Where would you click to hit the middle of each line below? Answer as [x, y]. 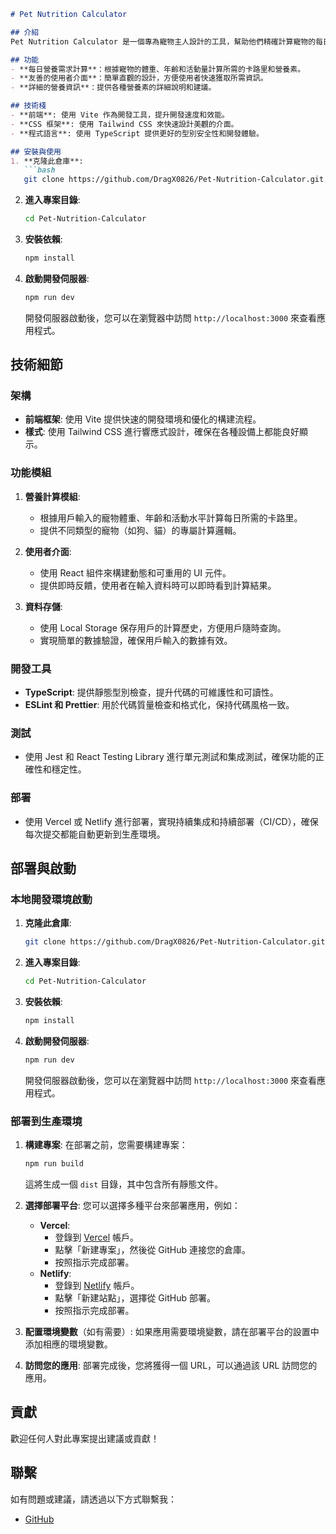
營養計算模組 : [52, 496]
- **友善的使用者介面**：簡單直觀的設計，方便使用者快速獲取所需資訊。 [139, 78]
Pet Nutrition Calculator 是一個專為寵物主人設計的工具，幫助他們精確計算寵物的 [163, 41]
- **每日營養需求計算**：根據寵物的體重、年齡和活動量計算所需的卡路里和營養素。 [158, 69]
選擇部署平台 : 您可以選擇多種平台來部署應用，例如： [132, 1205]
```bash [39, 170]
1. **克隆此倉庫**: [47, 161]
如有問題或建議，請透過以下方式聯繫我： [93, 1499]
